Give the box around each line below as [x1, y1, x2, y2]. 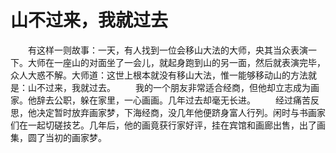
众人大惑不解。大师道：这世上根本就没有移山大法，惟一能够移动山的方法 [10, 69, 308, 81]
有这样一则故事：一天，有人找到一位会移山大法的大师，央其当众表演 [27, 44, 308, 56]
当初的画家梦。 [44, 131, 107, 143]
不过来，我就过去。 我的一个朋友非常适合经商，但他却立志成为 [36, 81, 311, 93]
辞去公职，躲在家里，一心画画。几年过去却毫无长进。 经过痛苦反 [36, 94, 320, 106]
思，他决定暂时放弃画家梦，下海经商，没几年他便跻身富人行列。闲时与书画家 [10, 106, 326, 118]
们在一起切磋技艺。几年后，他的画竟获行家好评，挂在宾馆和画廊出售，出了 [10, 119, 317, 131]
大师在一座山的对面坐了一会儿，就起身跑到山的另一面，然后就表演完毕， [27, 56, 326, 68]
